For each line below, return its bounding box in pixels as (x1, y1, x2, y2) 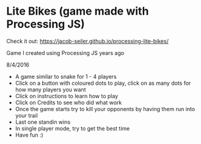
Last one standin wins (15, 118, 71, 126)
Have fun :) (15, 131, 44, 139)
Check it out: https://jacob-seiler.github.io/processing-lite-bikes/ (6, 37, 169, 45)
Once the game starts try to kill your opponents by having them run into (15, 105, 196, 112)
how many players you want (15, 85, 86, 93)
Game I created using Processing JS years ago (6, 49, 125, 56)
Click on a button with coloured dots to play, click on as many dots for (15, 79, 191, 87)
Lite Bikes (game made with (6, 4, 149, 18)
